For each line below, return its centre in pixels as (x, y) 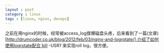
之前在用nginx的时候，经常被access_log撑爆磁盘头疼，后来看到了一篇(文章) (82, 33)
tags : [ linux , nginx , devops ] (37, 19)
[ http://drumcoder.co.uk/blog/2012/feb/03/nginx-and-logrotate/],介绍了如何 (82, 39)
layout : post (20, 10)
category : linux (23, 14)
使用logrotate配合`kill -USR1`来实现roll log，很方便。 (58, 46)
